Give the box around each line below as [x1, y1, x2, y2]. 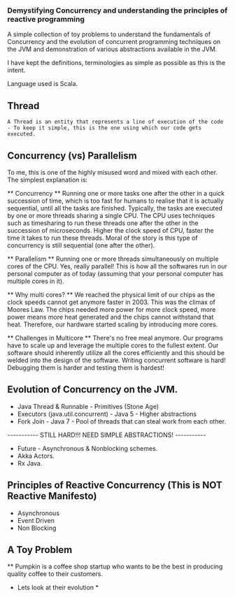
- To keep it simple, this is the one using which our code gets [7, 124, 201, 131]
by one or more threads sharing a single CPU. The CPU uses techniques [7, 211, 215, 220]
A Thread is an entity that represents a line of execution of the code [7, 118, 224, 126]
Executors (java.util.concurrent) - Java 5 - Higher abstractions [17, 410, 197, 418]
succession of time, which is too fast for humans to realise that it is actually [7, 196, 224, 205]
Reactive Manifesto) [7, 490, 97, 502]
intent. [7, 66, 26, 75]
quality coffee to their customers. [7, 570, 104, 578]
